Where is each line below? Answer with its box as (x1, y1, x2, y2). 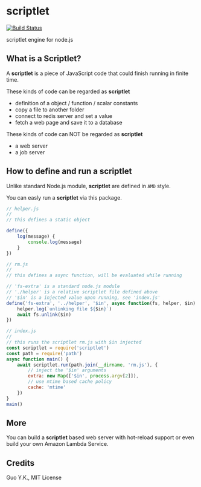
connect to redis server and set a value (14, 112, 113, 119)
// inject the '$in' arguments (28, 367, 107, 373)
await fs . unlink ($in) (17, 312, 71, 318)
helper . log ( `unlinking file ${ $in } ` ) (17, 306, 112, 312)
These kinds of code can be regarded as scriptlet (6, 88, 130, 95)
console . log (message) (28, 239, 83, 245)
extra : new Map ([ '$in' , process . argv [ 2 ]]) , (28, 373, 139, 379)
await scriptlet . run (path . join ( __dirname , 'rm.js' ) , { (17, 362, 158, 368)
